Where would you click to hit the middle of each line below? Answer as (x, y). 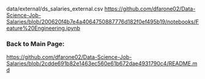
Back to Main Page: (35, 44)
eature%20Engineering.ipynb (43, 28)
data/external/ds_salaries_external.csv (55, 9)
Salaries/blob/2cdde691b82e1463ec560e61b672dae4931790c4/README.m (102, 64)
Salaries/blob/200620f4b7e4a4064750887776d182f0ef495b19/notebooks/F (103, 22)
